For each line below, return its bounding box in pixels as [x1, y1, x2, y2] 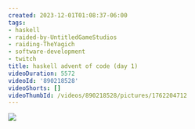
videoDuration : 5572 [8, 70, 76, 77]
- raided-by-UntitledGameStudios [8, 33, 117, 41]
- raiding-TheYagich [8, 41, 76, 48]
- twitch [8, 56, 37, 63]
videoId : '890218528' [8, 77, 79, 84]
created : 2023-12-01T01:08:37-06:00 [8, 11, 128, 20]
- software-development [8, 48, 86, 56]
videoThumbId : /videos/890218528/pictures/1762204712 [8, 91, 188, 99]
